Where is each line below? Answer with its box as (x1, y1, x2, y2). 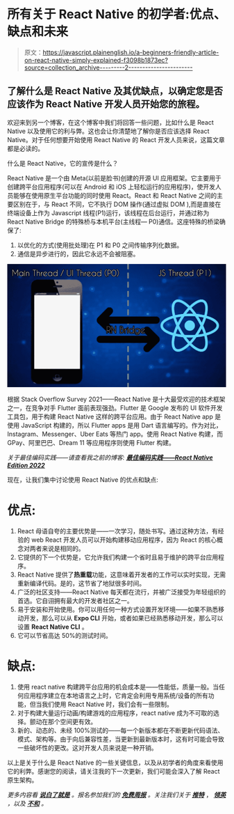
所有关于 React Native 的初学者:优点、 (7, 6, 226, 22)
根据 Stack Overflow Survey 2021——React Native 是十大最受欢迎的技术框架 (7, 395, 226, 403)
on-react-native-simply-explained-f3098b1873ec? (24, 56, 169, 64)
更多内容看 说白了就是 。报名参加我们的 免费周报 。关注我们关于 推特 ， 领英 (7, 790, 226, 799)
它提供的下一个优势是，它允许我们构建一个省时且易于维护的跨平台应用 (17, 553, 219, 561)
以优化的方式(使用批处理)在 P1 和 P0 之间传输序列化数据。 (17, 241, 183, 249)
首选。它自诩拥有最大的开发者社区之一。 (17, 596, 133, 604)
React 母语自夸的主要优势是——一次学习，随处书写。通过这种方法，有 (17, 526, 219, 535)
